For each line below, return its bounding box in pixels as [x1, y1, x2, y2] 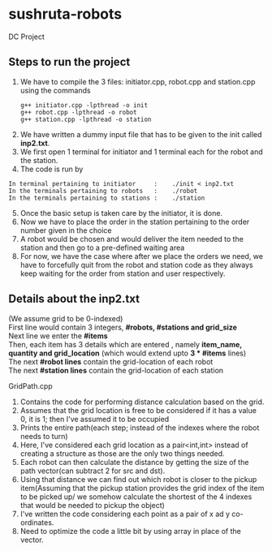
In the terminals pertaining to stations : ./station [8, 194, 205, 202]
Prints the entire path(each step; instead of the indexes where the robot [19, 423, 260, 433]
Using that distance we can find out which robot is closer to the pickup [19, 474, 257, 484]
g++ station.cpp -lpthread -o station [19, 115, 152, 123]
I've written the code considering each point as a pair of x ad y [19, 509, 230, 519]
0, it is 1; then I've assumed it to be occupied [19, 414, 170, 424]
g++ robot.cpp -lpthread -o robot [19, 108, 137, 116]
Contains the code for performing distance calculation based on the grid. [19, 397, 265, 407]
